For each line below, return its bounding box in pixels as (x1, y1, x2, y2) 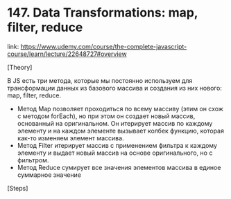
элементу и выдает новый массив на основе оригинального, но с (17, 149, 213, 157)
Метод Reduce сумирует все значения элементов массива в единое (17, 163, 221, 171)
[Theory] (7, 63, 33, 71)
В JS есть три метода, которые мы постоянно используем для (7, 76, 193, 84)
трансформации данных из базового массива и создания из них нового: (7, 84, 222, 92)
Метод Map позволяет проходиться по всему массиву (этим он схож (17, 104, 224, 113)
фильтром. (17, 155, 49, 164)
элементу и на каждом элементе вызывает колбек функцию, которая (17, 126, 224, 135)
